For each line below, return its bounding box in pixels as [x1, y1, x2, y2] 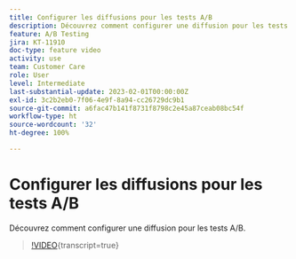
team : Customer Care [9, 63, 86, 72]
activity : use [9, 54, 62, 63]
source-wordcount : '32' [9, 121, 98, 129]
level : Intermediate [9, 79, 86, 88]
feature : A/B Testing [9, 29, 90, 38]
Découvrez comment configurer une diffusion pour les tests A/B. [9, 223, 246, 233]
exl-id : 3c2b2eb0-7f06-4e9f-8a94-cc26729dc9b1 [9, 95, 185, 105]
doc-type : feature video [9, 46, 101, 55]
